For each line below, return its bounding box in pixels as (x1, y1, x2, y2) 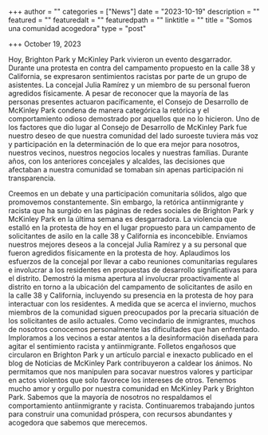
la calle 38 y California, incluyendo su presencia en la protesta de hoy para (8, 291, 254, 300)
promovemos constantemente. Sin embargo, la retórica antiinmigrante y (8, 197, 245, 207)
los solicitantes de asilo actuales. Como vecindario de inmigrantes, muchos (8, 316, 256, 326)
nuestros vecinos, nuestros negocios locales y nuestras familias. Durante (8, 148, 249, 157)
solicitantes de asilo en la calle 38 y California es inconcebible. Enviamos (8, 231, 248, 240)
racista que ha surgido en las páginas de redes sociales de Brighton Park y (8, 206, 254, 215)
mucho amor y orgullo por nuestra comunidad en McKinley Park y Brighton (8, 384, 254, 393)
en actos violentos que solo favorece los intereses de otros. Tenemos (8, 375, 237, 385)
